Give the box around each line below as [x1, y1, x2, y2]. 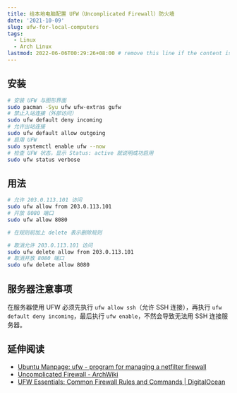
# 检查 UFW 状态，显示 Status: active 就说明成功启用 [7, 149, 154, 156]
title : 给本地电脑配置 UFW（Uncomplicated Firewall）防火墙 [7, 10, 175, 18]
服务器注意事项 [7, 283, 73, 295]
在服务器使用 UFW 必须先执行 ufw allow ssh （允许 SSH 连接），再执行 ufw [7, 303, 222, 311]
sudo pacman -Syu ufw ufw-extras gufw [7, 103, 121, 110]
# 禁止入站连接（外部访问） [7, 110, 78, 117]
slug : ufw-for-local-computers [7, 23, 99, 30]
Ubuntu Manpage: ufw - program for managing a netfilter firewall [17, 362, 207, 371]
